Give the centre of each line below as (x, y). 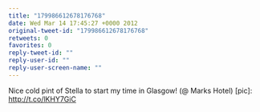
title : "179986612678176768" (57, 16)
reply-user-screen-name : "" (55, 68)
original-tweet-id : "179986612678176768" (79, 30)
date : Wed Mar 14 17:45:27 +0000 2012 (73, 23)
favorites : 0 (30, 46)
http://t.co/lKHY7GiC (42, 99)
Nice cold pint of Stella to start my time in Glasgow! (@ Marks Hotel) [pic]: (130, 90)
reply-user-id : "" (39, 61)
